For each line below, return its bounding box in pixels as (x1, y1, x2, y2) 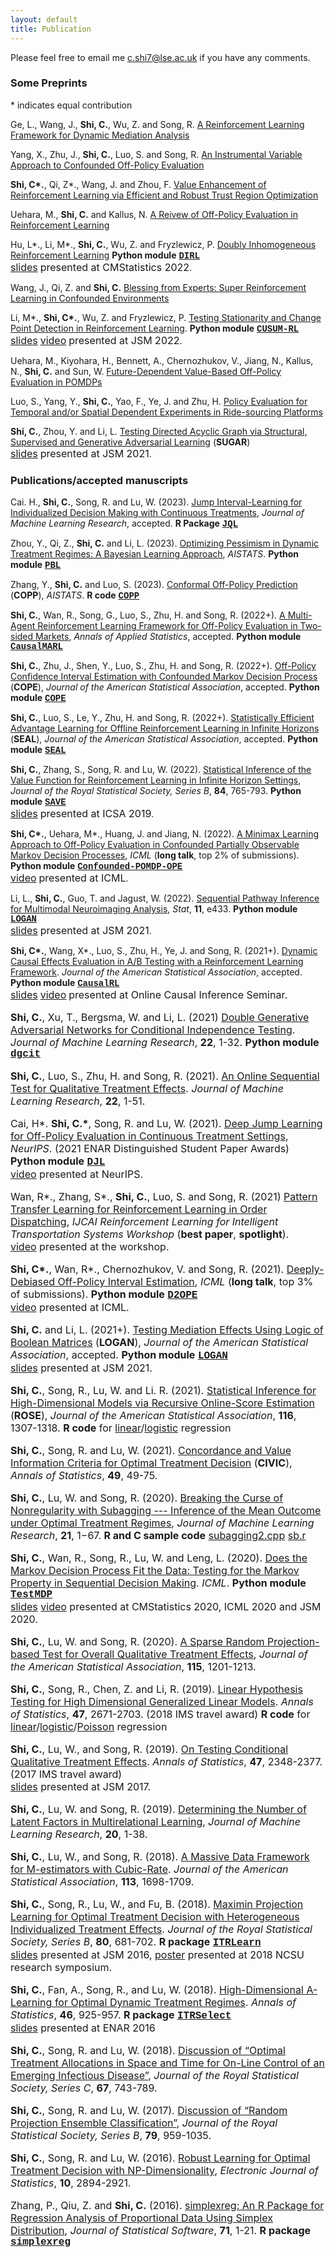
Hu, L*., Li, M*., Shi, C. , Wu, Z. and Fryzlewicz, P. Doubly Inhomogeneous (10, 238, 317, 250)
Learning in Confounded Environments (10, 292, 170, 304)
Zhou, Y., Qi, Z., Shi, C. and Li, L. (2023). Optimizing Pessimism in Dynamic (10, 537, 320, 550)
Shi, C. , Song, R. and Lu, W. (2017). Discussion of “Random (10, 2104, 288, 2118)
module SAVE (10, 796, 67, 808)
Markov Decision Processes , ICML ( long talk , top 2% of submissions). (10, 849, 300, 861)
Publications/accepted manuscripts (10, 473, 189, 487)
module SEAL (10, 744, 67, 756)
